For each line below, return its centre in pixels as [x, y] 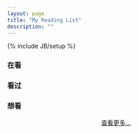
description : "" [30, 26]
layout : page [26, 14]
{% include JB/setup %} [41, 46]
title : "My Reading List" [44, 20]
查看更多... [116, 123]
